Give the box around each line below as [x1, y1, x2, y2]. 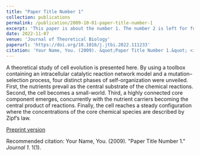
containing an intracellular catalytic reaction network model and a [6, 70, 167, 77]
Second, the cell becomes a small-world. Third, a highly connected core [6, 89, 183, 96]
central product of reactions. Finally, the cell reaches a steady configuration [6, 102, 192, 109]
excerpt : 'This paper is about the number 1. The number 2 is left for [6, 25, 187, 32]
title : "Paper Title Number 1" [6, 8, 84, 15]
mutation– [167, 70, 192, 77]
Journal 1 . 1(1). [6, 143, 42, 151]
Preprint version [6, 126, 46, 133]
